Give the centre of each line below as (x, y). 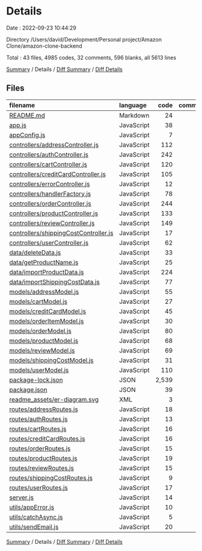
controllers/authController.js (49, 154)
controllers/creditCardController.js (58, 174)
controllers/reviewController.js (52, 223)
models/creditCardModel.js (47, 311)
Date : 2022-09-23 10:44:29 (41, 28)
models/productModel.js (44, 341)
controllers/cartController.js (48, 164)
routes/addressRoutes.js (44, 409)
